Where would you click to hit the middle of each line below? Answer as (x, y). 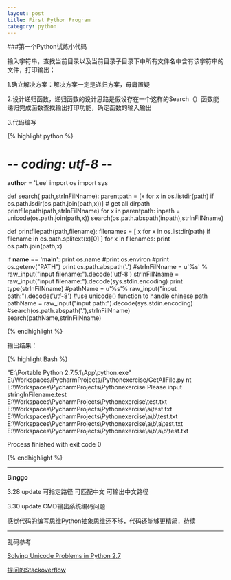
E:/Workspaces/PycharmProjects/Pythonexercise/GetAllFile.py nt (99, 380)
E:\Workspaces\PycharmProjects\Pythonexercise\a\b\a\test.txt (95, 424)
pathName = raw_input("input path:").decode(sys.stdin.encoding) (100, 303)
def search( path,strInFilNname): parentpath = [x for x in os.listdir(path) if (111, 196)
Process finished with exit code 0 (54, 444)
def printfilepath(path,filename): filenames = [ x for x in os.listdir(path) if (109, 232)
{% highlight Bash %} (37, 359)
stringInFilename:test (37, 395)
